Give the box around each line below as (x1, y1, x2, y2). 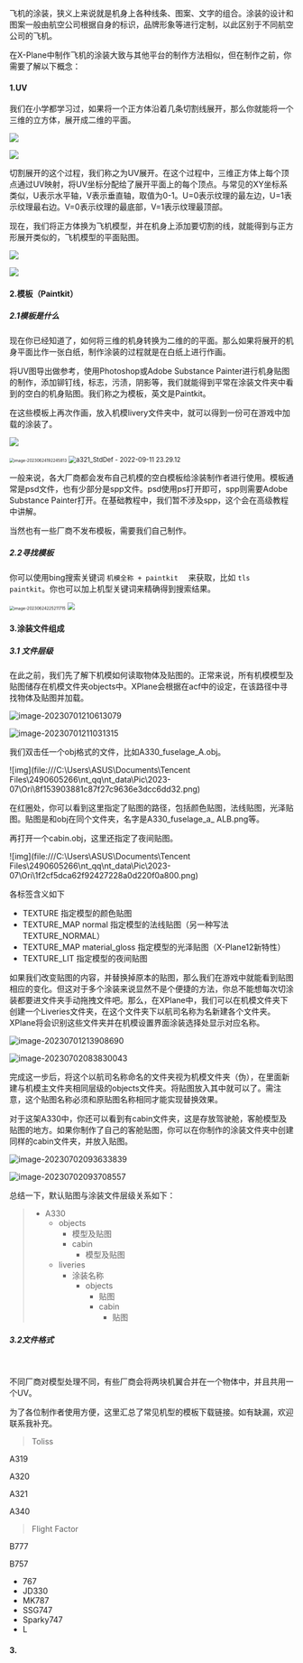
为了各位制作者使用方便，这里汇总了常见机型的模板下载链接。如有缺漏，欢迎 (9, 1407, 294, 1417)
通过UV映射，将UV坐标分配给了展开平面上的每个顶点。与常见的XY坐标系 (16, 179, 289, 190)
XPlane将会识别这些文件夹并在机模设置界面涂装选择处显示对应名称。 (9, 1017, 265, 1028)
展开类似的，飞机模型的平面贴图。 (16, 232, 144, 243)
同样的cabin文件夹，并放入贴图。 (9, 1136, 133, 1147)
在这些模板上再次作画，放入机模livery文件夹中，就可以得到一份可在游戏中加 (9, 407, 290, 418)
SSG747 (22, 1605, 53, 1616)
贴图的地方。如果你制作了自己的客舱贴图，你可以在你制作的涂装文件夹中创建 (9, 1125, 294, 1136)
